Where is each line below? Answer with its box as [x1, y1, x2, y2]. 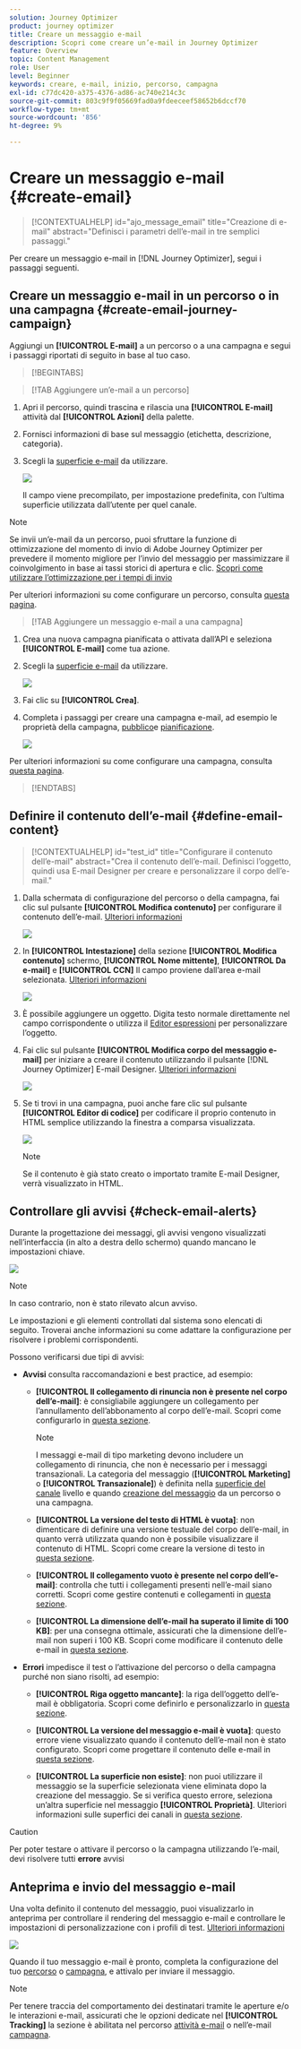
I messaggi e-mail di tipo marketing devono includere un [35, 1450, 244, 1460]
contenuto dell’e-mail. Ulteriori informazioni [21, 911, 183, 922]
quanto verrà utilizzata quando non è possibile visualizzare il [35, 1534, 259, 1545]
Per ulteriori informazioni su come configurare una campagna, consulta [9, 755, 273, 766]
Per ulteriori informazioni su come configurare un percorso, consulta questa [9, 589, 289, 600]
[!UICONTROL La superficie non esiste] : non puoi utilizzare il [35, 1771, 262, 1782]
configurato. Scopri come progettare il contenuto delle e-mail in [35, 1744, 271, 1755]
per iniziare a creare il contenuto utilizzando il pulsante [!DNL [43, 1054, 269, 1064]
